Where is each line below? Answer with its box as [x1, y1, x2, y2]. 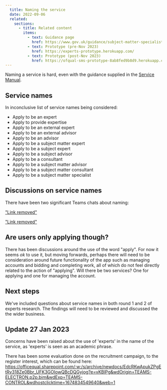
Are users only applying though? [5, 233, 109, 242]
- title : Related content [18, 26, 72, 31]
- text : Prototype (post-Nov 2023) [27, 53, 101, 59]
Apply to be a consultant [12, 156, 63, 162]
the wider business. [5, 311, 46, 317]
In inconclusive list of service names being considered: [5, 105, 118, 111]
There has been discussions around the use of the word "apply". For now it [5, 246, 159, 252]
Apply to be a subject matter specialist [12, 172, 91, 178]
